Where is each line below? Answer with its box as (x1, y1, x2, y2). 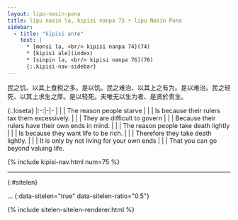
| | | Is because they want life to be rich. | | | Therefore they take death (7, 129, 212, 137)
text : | (20, 37, 42, 44)
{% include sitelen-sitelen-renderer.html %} (7, 205, 135, 214)
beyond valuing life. (7, 144, 65, 152)
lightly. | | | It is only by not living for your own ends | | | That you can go (7, 136, 217, 145)
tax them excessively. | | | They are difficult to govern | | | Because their (7, 114, 216, 122)
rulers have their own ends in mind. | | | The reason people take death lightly (7, 121, 230, 129)
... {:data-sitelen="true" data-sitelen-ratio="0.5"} (7, 192, 150, 200)
